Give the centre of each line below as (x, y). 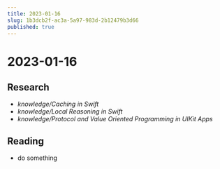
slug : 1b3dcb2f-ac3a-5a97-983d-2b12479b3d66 (73, 20)
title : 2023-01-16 (34, 14)
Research (29, 87)
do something (37, 158)
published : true (31, 27)
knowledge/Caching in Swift (58, 104)
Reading (25, 141)
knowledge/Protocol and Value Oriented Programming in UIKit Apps (115, 119)
